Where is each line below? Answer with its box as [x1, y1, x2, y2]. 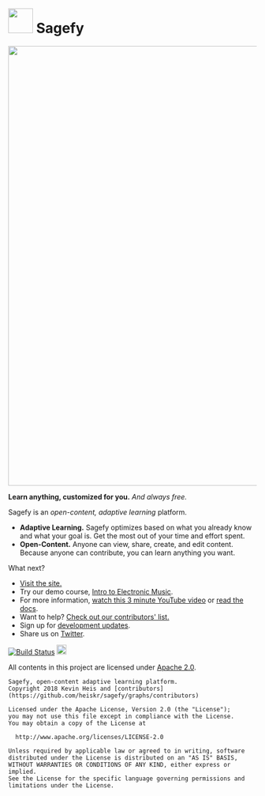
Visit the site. [19, 578, 62, 588]
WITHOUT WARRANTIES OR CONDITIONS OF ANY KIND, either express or [8, 760, 231, 768]
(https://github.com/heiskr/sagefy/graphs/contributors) [8, 692, 200, 700]
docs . [19, 603, 39, 613]
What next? [8, 563, 46, 572]
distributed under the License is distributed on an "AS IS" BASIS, [8, 753, 238, 762]
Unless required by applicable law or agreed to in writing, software [8, 747, 245, 755]
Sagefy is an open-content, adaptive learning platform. [8, 507, 188, 517]
